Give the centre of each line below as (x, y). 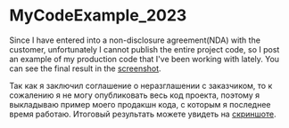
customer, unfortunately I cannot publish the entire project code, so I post (144, 49)
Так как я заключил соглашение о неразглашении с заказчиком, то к (141, 85)
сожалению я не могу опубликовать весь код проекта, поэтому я (135, 95)
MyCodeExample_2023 (98, 16)
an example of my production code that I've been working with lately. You (144, 59)
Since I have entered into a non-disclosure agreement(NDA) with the (135, 40)
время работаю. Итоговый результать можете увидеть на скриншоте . (143, 114)
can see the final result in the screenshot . (86, 68)
